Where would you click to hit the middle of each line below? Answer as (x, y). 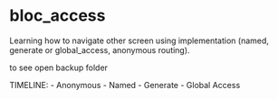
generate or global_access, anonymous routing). (100, 49)
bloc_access (58, 16)
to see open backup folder (59, 67)
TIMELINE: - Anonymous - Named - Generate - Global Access (125, 85)
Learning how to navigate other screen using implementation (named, (139, 40)
